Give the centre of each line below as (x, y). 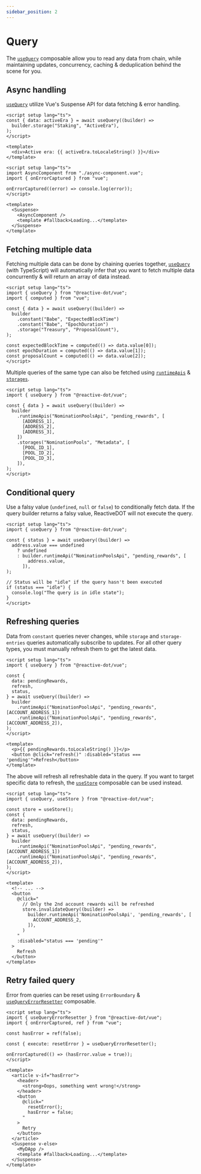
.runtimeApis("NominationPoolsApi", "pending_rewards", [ (91, 416)
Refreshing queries (43, 622)
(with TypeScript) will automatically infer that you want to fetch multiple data (100, 271)
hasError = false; (51, 1112)
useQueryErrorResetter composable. (51, 1001)
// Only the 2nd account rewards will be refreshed (88, 904)
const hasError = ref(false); (44, 1033)
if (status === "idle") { (38, 587)
